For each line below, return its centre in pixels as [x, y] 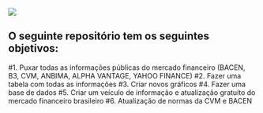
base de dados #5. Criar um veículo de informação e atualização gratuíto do [132, 92]
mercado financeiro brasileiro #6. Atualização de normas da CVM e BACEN [130, 100]
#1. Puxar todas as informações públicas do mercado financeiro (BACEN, [127, 67]
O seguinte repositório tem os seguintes [109, 36]
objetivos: [34, 48]
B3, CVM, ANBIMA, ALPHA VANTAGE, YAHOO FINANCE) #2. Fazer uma [125, 75]
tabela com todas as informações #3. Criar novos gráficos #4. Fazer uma [127, 84]
